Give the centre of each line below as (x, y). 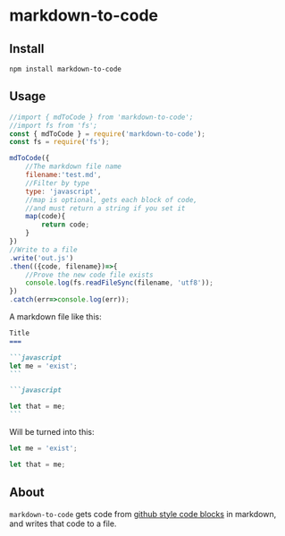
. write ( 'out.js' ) (42, 258)
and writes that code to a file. (63, 523)
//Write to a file (43, 250)
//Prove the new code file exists (89, 275)
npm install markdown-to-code (66, 69)
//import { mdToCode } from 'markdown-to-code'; (101, 117)
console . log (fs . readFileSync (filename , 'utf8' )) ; (120, 283)
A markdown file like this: (55, 317)
